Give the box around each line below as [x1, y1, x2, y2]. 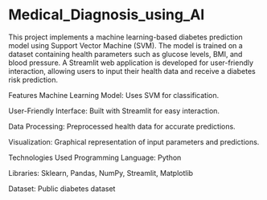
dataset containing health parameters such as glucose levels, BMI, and [8, 49, 243, 59]
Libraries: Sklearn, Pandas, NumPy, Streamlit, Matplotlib [8, 168, 194, 178]
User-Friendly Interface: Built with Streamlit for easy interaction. [8, 106, 220, 116]
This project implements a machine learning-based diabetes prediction [8, 32, 243, 42]
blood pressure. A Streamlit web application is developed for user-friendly [8, 58, 254, 67]
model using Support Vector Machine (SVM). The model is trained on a [8, 40, 243, 50]
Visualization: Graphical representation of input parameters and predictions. [8, 137, 260, 146]
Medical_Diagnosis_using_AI [8, 6, 205, 24]
